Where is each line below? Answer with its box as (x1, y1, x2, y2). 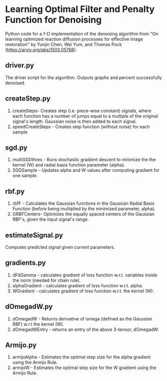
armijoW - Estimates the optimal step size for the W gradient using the (12, 364, 157, 371)
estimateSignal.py (5, 231, 63, 239)
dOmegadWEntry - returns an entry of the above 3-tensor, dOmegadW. (12, 326, 159, 332)
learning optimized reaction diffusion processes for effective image (5, 36, 143, 42)
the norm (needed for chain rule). (12, 277, 81, 283)
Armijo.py (5, 341, 37, 349)
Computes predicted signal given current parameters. (5, 244, 116, 250)
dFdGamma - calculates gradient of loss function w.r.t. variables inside (12, 272, 158, 278)
